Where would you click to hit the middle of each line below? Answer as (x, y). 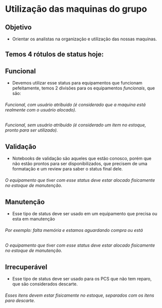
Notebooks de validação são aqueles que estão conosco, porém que (82, 159)
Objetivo (18, 27)
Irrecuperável (26, 267)
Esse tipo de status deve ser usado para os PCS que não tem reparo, (82, 279)
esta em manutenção (34, 219)
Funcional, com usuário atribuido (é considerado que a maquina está (75, 105)
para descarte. (20, 300)
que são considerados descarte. (45, 284)
